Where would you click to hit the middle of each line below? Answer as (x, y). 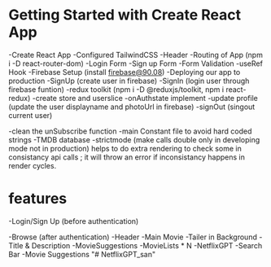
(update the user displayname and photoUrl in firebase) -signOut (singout (132, 107)
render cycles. (33, 165)
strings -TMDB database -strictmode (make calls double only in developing (134, 139)
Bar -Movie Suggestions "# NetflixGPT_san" (82, 254)
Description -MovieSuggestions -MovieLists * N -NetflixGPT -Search (147, 245)
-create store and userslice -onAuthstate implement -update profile (145, 98)
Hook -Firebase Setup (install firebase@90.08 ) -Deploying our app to (125, 72)
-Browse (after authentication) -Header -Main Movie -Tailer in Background (133, 237)
